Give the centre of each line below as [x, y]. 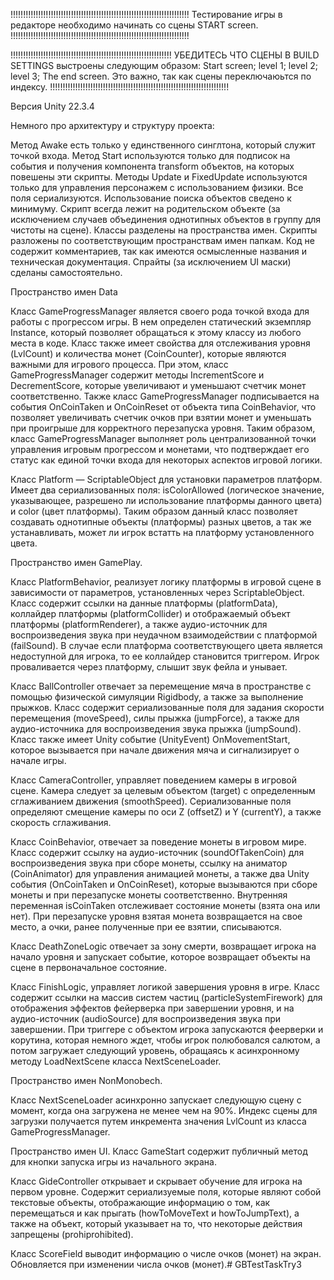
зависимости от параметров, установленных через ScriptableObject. [157, 592]
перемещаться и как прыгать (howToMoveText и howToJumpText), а [155, 1213]
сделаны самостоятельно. [66, 272]
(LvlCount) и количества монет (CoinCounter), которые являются [148, 353]
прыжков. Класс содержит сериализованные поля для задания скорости [167, 707]
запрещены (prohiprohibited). [72, 1234]
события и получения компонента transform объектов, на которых [152, 166]
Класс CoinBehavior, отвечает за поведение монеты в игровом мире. [158, 842]
